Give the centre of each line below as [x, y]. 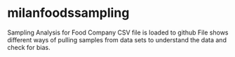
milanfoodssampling [68, 13]
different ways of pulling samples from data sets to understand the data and [117, 39]
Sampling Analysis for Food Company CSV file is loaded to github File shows [118, 32]
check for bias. [29, 47]
